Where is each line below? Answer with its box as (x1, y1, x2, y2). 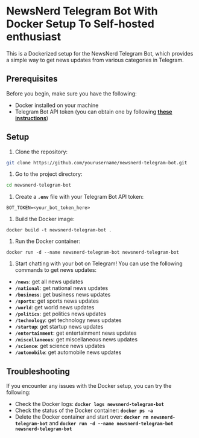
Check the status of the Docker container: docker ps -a (14, 407, 153, 414)
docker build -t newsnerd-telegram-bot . (6, 227, 112, 233)
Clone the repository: (14, 148, 68, 155)
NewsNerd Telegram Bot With (6, 4, 158, 18)
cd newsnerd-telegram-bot (6, 182, 71, 188)
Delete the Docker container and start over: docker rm (14, 413, 149, 420)
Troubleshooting (6, 366, 71, 376)
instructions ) (14, 114, 49, 121)
